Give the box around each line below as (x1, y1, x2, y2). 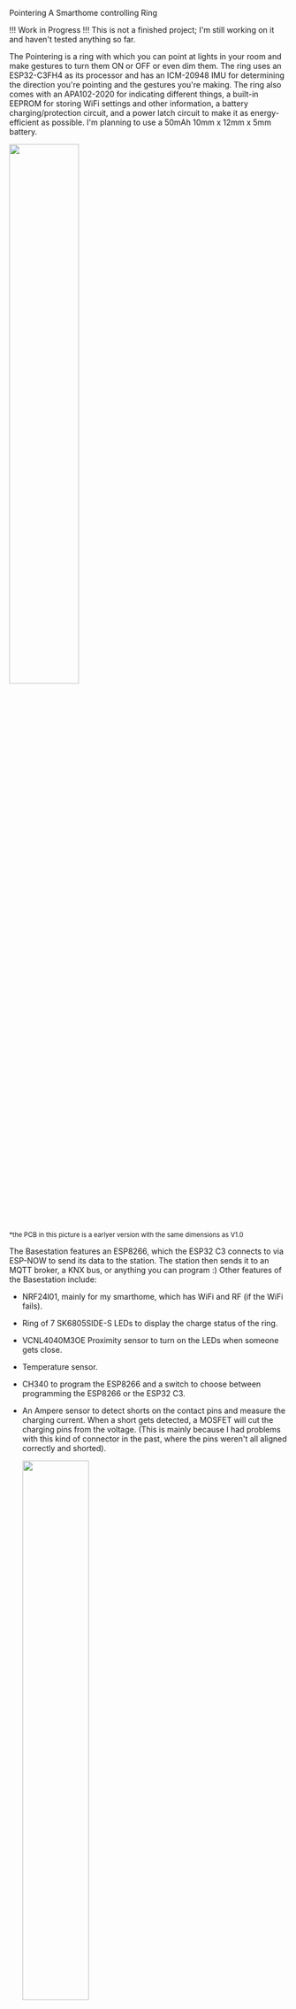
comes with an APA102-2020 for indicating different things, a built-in (9, 89, 259, 99)
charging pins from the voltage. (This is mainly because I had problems (21, 1425, 281, 1434)
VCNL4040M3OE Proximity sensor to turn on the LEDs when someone (21, 1335, 279, 1345)
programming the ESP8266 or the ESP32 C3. (21, 1388, 186, 1398)
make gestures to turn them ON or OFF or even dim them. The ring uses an (9, 61, 282, 71)
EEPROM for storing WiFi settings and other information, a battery (9, 98, 249, 109)
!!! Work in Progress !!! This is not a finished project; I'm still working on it (9, 25, 275, 35)
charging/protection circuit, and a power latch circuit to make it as (9, 108, 249, 118)
